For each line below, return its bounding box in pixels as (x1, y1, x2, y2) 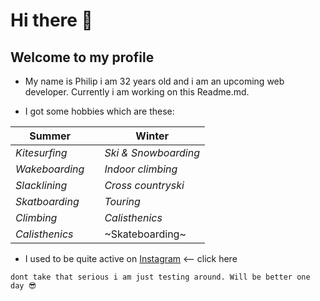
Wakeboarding (15, 162, 85, 176)
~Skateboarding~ (104, 227, 187, 241)
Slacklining (15, 179, 68, 192)
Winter (135, 129, 170, 143)
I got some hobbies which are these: (24, 105, 175, 117)
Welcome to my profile (10, 49, 155, 66)
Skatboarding (15, 195, 80, 208)
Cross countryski (104, 179, 185, 192)
